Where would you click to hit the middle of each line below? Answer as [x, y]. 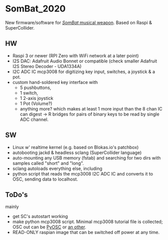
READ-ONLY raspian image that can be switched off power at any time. [86, 232]
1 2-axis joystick [37, 98]
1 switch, [29, 92]
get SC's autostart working [40, 216]
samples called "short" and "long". [48, 163]
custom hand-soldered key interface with [55, 82]
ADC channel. [34, 119]
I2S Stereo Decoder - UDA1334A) [47, 66]
